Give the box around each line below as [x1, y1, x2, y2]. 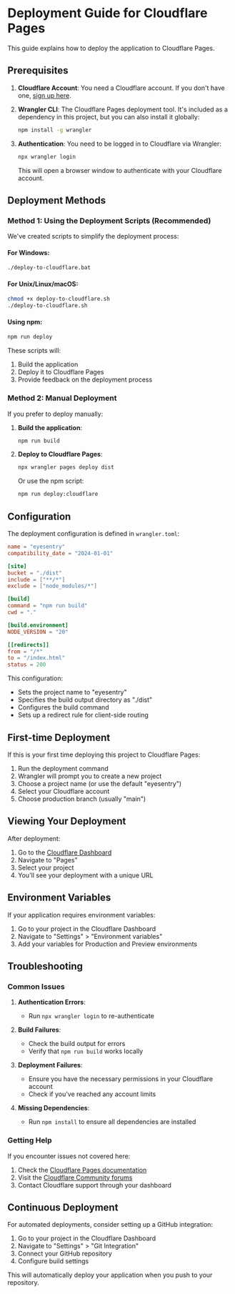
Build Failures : [17, 1025, 61, 1034]
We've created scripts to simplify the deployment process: [7, 232, 179, 241]
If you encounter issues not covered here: [7, 1152, 131, 1160]
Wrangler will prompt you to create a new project [17, 772, 162, 780]
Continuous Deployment [7, 1201, 119, 1213]
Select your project [17, 863, 74, 872]
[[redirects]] [7, 641, 50, 648]
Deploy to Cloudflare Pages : [17, 450, 103, 459]
